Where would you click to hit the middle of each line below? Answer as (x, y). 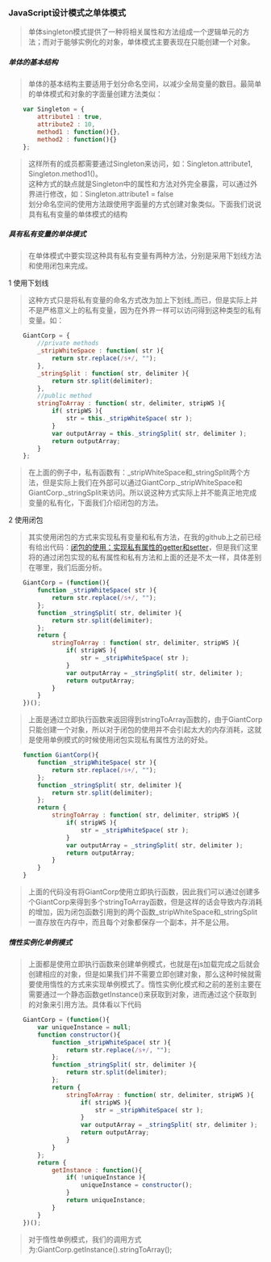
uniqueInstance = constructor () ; (137, 1185)
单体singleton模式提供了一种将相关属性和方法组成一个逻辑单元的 (135, 32)
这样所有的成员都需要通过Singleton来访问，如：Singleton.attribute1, (140, 163)
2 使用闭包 (26, 520)
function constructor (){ (79, 1035)
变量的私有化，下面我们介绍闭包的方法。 (95, 503)
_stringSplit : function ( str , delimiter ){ (113, 374)
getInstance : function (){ (97, 1170)
